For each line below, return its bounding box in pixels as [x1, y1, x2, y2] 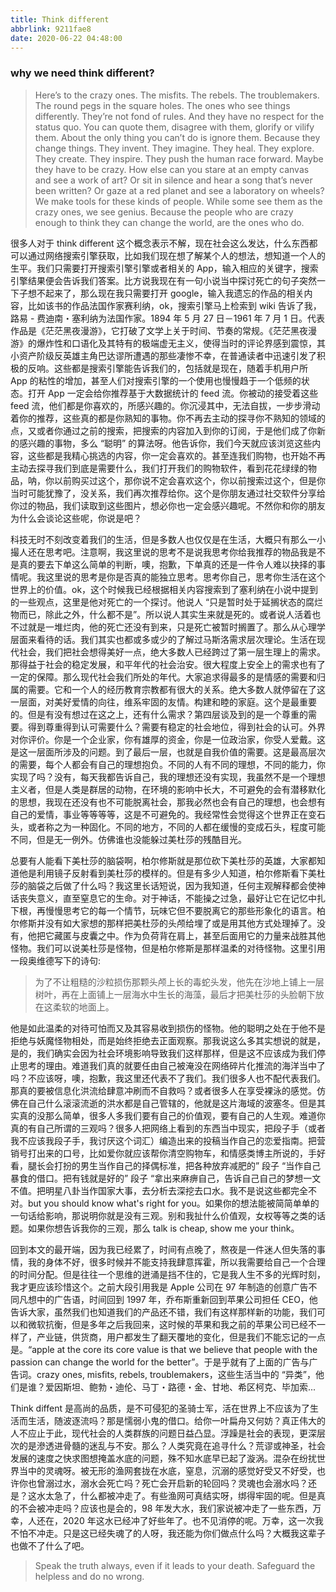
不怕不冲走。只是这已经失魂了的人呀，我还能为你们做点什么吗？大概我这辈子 [10, 1527, 326, 1539]
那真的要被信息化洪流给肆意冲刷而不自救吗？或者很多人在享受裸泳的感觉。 [10, 1084, 317, 1096]
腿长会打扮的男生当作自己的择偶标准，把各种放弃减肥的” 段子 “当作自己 [27, 1159, 322, 1171]
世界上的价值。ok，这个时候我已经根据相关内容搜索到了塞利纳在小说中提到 [10, 583, 319, 595]
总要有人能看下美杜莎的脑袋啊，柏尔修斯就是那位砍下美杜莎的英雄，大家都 [10, 854, 317, 866]
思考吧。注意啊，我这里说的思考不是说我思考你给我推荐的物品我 [44, 546, 308, 558]
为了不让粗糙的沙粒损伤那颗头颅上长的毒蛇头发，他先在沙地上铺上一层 [34, 976, 325, 988]
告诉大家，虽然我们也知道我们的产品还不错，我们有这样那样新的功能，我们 [10, 1306, 317, 1318]
